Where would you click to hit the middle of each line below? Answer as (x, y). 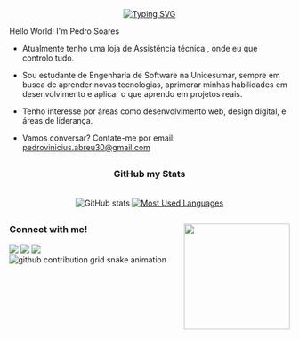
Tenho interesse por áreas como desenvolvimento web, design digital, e (154, 111)
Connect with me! (48, 230)
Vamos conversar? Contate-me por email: (98, 138)
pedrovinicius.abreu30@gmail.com (86, 147)
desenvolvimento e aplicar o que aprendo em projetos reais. (132, 94)
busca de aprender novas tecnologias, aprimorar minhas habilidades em (154, 85)
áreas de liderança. (57, 121)
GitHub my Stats (149, 174)
